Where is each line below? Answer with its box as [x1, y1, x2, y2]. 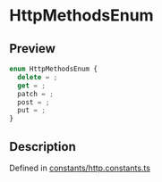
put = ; [17, 106, 47, 115]
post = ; [17, 97, 50, 107]
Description [9, 139, 76, 154]
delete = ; [17, 72, 58, 81]
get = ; [17, 81, 47, 90]
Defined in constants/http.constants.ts [9, 162, 150, 173]
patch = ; [17, 89, 54, 98]
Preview [9, 41, 56, 56]
